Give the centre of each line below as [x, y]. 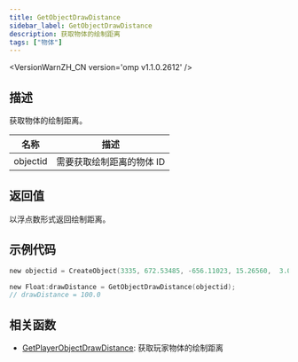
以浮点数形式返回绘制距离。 [60, 219]
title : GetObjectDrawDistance [65, 17]
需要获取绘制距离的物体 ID [111, 162]
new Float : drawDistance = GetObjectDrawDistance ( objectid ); [123, 287]
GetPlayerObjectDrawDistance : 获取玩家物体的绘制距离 [122, 348]
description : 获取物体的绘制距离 [65, 34]
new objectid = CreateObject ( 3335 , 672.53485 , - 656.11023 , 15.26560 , [141, 271]
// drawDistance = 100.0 [55, 295]
